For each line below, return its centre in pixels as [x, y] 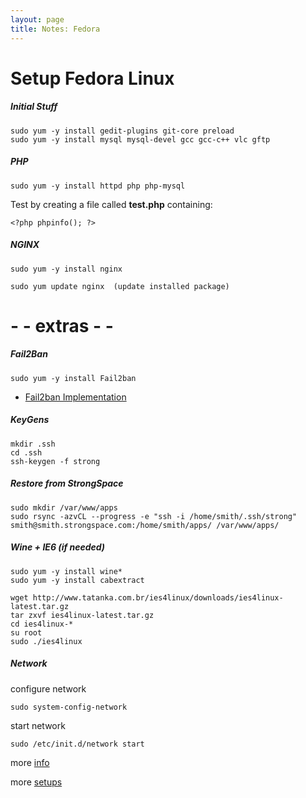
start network [38, 725]
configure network [48, 688]
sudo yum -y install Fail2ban [73, 378]
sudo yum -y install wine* [66, 571]
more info [30, 762]
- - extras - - [62, 325]
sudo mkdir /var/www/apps [64, 507]
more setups [36, 782]
